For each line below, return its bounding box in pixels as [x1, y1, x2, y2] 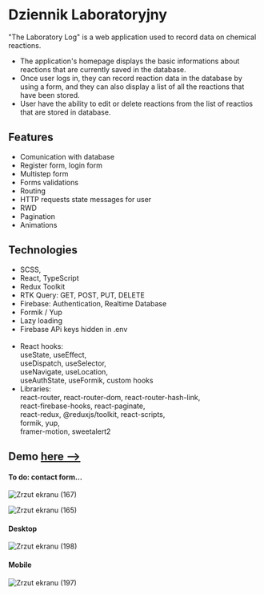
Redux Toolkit [19, 281, 66, 291]
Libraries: [19, 383, 52, 394]
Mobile [8, 560, 32, 569]
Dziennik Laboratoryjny [8, 6, 168, 24]
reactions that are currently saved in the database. [19, 64, 186, 74]
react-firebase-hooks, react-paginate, [19, 401, 146, 411]
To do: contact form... [8, 472, 82, 482]
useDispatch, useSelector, [19, 358, 106, 368]
